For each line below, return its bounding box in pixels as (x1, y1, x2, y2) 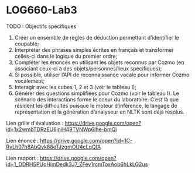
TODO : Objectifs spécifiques (6, 23, 77, 30)
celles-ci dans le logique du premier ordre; (14, 52, 118, 59)
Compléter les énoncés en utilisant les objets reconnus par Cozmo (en (14, 59, 184, 66)
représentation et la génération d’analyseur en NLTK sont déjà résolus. (14, 108, 184, 115)
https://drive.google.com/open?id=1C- (40, 137, 133, 144)
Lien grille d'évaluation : (6, 119, 64, 126)
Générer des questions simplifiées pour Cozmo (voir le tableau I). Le (14, 90, 180, 97)
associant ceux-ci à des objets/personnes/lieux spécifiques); (14, 65, 162, 72)
